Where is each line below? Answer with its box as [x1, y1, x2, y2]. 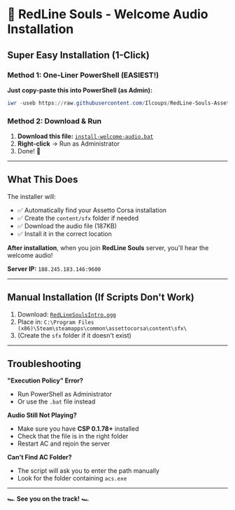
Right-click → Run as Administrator [17, 139, 120, 148]
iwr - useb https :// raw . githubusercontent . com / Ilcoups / [7, 99, 171, 106]
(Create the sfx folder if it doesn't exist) [17, 331, 131, 339]
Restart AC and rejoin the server [17, 439, 111, 448]
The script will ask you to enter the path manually [17, 467, 159, 475]
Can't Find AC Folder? [7, 453, 72, 462]
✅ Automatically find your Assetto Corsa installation [17, 206, 166, 214]
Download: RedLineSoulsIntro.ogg [17, 310, 117, 318]
